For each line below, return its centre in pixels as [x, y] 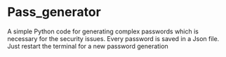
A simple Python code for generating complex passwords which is [103, 31]
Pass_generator [54, 12]
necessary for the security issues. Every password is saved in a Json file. [113, 38]
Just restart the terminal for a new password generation [88, 46]
